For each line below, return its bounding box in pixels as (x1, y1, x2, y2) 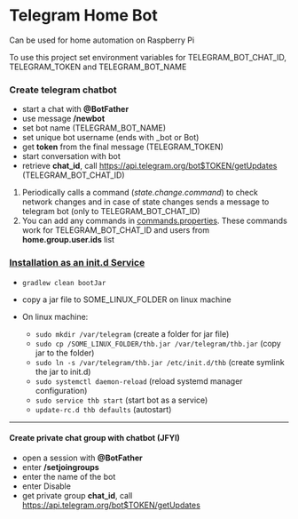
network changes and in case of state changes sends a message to (21, 196, 270, 207)
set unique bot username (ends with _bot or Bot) (21, 132, 200, 143)
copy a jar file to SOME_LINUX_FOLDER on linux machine (21, 294, 232, 305)
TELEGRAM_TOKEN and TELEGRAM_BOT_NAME (9, 61, 187, 72)
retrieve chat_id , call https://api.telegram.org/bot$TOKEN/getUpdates (21, 161, 278, 172)
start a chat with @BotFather (21, 104, 129, 115)
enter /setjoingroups (21, 461, 99, 472)
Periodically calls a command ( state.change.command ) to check (21, 188, 259, 198)
